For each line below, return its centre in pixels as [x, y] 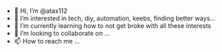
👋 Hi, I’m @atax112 [41, 11]
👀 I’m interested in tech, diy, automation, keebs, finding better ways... [115, 18]
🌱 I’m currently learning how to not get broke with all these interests [112, 26]
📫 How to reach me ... [47, 41]
